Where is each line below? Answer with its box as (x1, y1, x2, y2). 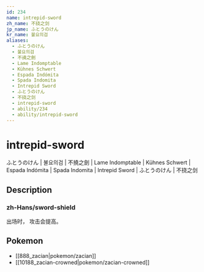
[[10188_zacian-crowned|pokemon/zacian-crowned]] (15, 259, 150, 266)
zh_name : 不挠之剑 (6, 20, 50, 26)
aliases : (6, 37, 29, 43)
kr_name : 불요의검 (6, 32, 48, 38)
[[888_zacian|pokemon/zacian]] (15, 252, 96, 259)
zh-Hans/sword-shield (6, 203, 76, 211)
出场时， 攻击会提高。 (6, 218, 62, 225)
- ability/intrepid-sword (12, 111, 78, 118)
